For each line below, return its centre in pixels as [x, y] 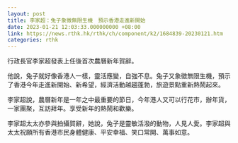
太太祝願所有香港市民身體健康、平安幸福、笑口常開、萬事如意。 [100, 132]
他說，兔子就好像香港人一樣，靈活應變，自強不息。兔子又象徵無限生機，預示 [119, 76]
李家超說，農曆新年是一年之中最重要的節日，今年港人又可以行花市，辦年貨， [119, 100]
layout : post [27, 14]
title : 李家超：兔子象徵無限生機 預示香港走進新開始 [76, 20]
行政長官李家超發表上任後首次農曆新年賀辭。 [73, 61]
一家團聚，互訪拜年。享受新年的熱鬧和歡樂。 [73, 108]
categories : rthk [33, 40]
